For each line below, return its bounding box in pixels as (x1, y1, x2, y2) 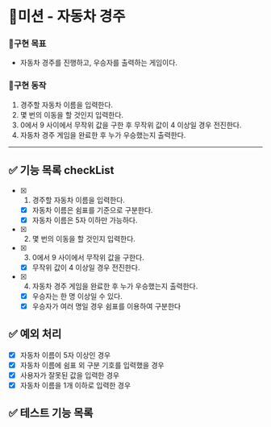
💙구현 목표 (8, 38, 47, 49)
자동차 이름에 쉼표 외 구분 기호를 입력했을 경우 (19, 360, 165, 370)
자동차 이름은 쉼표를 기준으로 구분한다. (31, 205, 153, 214)
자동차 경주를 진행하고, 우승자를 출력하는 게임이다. (19, 58, 177, 68)
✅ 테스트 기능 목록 (8, 406, 94, 420)
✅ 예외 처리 (8, 327, 62, 341)
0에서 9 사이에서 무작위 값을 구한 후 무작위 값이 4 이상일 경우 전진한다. (19, 120, 242, 130)
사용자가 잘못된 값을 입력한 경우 (19, 370, 119, 379)
